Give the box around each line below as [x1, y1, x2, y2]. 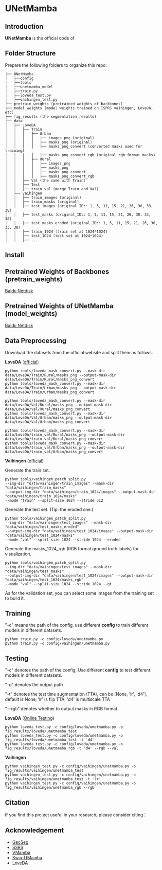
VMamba [12, 850, 31, 855]
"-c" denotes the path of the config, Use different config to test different [5, 667, 151, 673]
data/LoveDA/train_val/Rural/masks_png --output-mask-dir [5, 432, 125, 437]
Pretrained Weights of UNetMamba [5, 302, 113, 310]
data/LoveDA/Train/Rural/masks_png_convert [5, 377, 95, 382]
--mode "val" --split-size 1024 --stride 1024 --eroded [5, 537, 121, 542]
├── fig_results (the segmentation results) [5, 114, 97, 119]
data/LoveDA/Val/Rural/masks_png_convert [5, 407, 90, 412]
